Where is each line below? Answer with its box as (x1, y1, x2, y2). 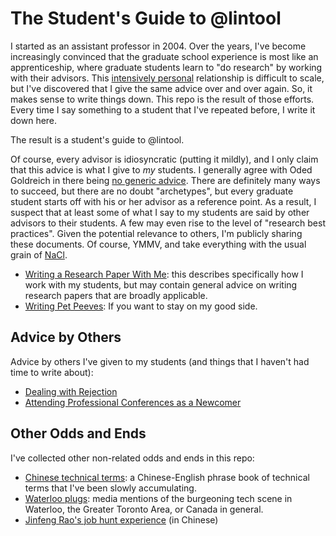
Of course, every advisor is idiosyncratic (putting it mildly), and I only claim (10, 153, 319, 165)
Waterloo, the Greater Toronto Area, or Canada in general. (24, 503, 264, 515)
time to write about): (10, 366, 94, 378)
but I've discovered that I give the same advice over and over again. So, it (10, 82, 313, 94)
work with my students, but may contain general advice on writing (24, 278, 298, 291)
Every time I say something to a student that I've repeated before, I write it (10, 103, 316, 116)
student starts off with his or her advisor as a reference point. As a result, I (10, 195, 317, 207)
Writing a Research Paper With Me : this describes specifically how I (24, 268, 304, 280)
